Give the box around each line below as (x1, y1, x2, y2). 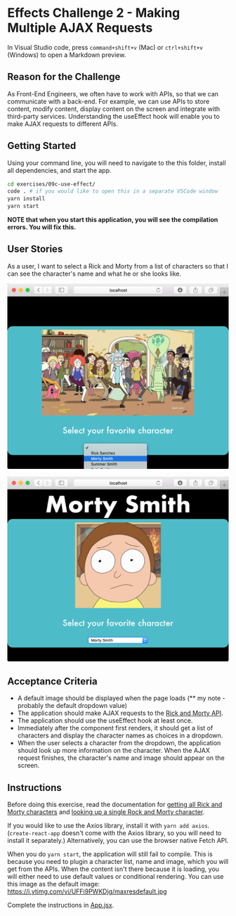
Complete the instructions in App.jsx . (7, 901, 114, 910)
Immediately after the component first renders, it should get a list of (17, 724, 214, 733)
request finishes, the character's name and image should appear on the (17, 754, 225, 762)
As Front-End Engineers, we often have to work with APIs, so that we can (7, 89, 219, 98)
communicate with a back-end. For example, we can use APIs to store (7, 97, 210, 105)
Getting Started (7, 140, 77, 152)
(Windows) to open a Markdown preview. (7, 51, 126, 59)
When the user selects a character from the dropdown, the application (17, 739, 221, 747)
